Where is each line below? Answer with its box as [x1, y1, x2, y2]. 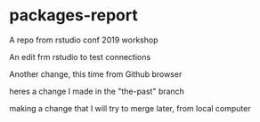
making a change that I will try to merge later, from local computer [9, 103, 251, 113]
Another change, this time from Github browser [9, 68, 183, 80]
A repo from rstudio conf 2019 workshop [9, 34, 158, 45]
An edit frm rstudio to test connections [9, 51, 151, 62]
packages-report [9, 5, 138, 26]
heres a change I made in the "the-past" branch [9, 86, 185, 96]
